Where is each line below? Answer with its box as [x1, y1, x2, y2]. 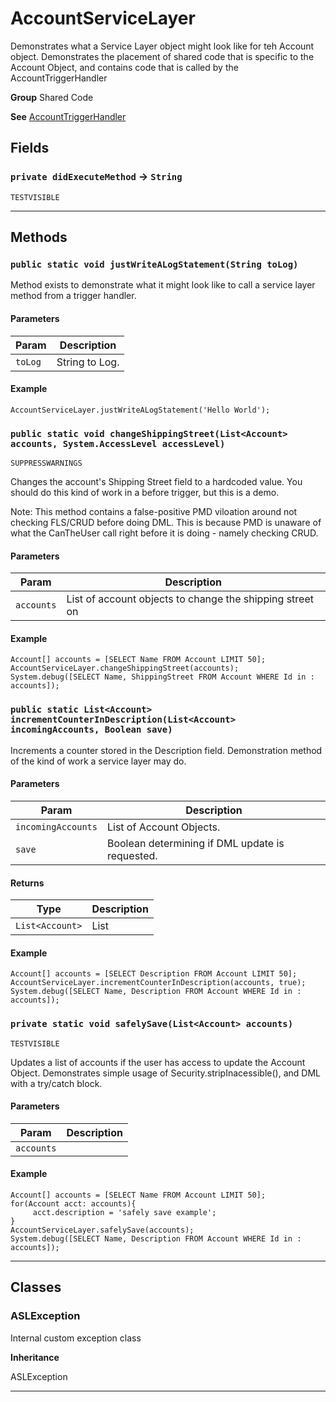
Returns [10, 877, 45, 889]
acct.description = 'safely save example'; [32, 1208, 217, 1218]
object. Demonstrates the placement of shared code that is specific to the [10, 50, 315, 62]
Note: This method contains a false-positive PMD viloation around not [10, 506, 298, 518]
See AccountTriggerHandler [10, 110, 127, 122]
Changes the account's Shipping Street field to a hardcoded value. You [10, 476, 303, 488]
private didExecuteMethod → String [10, 170, 183, 184]
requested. [106, 848, 158, 862]
